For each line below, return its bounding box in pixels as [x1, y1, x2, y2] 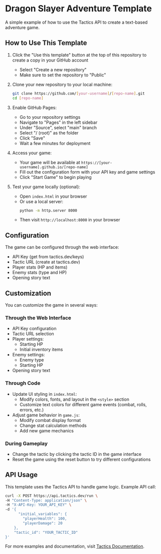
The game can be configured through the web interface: [5, 244, 119, 250]
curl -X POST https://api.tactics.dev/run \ [5, 493, 98, 498]
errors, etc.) [19, 407, 44, 413]
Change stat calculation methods [19, 422, 87, 428]
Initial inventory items [19, 346, 63, 352]
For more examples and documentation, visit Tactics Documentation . [5, 543, 145, 550]
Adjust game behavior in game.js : [12, 412, 80, 418]
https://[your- [81, 160, 112, 165]
